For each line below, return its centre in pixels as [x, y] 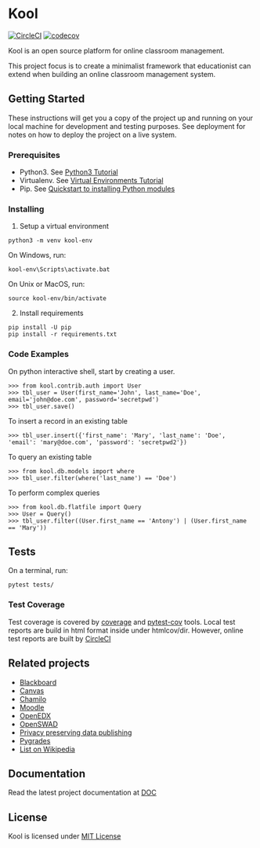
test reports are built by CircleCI [60, 638]
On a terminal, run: [38, 571]
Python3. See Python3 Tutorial [69, 172]
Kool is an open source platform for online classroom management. [116, 50]
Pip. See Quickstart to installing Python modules [97, 189]
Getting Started [47, 99]
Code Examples [38, 354]
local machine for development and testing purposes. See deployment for [127, 126]
